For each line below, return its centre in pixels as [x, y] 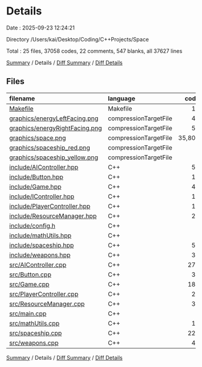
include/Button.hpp [36, 177]
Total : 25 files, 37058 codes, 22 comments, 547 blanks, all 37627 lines [94, 51]
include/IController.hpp [42, 196]
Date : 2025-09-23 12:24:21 [41, 28]
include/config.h [32, 225]
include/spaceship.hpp [41, 245]
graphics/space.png [38, 138]
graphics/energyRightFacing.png [56, 128]
